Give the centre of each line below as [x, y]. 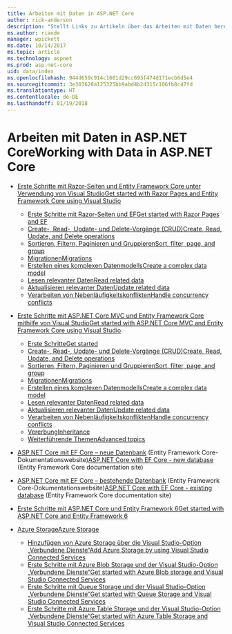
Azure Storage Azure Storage [58, 529]
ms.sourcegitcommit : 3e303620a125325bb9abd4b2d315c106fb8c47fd [100, 84]
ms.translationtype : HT [41, 90]
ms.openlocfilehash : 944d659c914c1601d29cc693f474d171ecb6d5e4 [100, 78]
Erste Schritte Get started [63, 343]
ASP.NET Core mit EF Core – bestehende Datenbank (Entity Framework [118, 480]
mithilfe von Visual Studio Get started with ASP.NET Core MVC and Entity [120, 323]
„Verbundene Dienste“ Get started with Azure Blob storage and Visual [125, 572]
